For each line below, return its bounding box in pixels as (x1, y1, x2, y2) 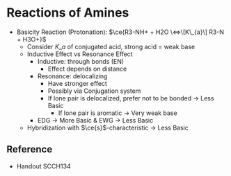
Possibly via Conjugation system (47, 87, 141, 95)
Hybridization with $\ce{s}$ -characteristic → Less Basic (26, 123, 189, 132)
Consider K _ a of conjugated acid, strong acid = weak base (26, 42, 196, 51)
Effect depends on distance (47, 64, 127, 73)
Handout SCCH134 (16, 161, 71, 170)
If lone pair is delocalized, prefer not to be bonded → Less (47, 94, 214, 102)
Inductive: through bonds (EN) (37, 57, 125, 65)
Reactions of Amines (6, 5, 129, 21)
